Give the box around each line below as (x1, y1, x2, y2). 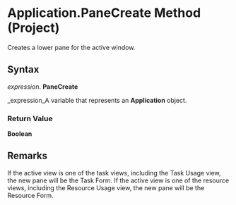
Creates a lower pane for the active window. (7, 43, 136, 51)
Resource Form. (7, 191, 54, 199)
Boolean (7, 130, 33, 138)
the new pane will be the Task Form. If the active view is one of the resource (7, 176, 230, 185)
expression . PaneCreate (7, 82, 78, 91)
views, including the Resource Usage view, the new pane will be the (7, 183, 205, 192)
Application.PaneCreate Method (7, 5, 201, 21)
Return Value (7, 113, 53, 123)
